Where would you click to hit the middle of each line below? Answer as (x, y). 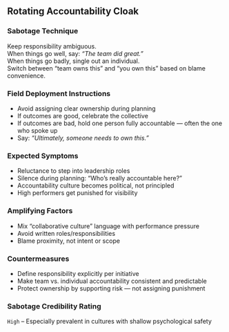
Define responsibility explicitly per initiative (78, 273)
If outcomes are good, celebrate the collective (82, 116)
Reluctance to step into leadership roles (73, 171)
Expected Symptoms (43, 156)
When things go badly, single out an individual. (73, 61)
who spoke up (37, 130)
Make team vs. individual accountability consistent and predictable (112, 281)
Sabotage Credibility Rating (54, 306)
